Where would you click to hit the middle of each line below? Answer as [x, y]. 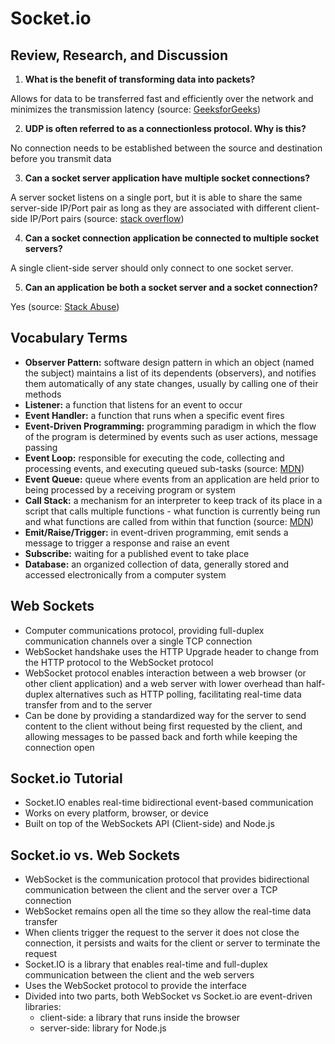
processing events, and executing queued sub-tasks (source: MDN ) [164, 468]
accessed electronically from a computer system [125, 574]
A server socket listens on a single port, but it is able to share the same [156, 197]
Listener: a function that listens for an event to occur [133, 404]
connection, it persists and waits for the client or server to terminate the [172, 943]
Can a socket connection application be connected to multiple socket [172, 238]
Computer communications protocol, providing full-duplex [144, 630]
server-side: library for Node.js [103, 1028]
